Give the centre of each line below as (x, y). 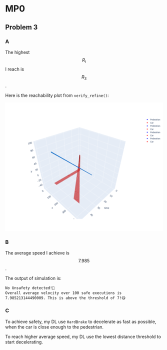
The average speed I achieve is (37, 253)
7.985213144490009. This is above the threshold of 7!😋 (65, 298)
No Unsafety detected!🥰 (30, 288)
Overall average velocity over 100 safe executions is (63, 293)
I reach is (14, 69)
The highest (17, 52)
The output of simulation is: (33, 278)
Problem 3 (21, 27)
